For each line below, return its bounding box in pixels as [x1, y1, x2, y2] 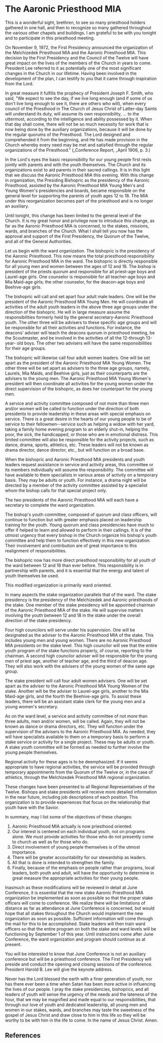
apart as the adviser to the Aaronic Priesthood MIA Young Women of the [5, 683, 149, 689]
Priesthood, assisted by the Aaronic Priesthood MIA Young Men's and [5, 182, 145, 188]
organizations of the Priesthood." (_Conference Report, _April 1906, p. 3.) [5, 147, 150, 153]
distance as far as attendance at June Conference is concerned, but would [5, 905, 155, 911]
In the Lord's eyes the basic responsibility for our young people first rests [5, 156, 152, 162]
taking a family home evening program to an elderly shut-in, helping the [5, 426, 148, 432]
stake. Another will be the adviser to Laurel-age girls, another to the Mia [5, 688, 149, 694]
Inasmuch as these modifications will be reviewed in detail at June [5, 884, 137, 890]
